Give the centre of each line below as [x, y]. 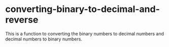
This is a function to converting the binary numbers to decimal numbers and [84, 33]
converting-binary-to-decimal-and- [82, 9]
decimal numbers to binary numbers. [44, 39]
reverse [22, 20]
